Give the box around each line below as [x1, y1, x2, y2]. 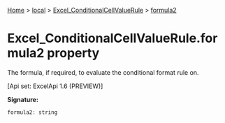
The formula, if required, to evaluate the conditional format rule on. [7, 68, 199, 76]
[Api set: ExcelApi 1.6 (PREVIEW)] [7, 82, 103, 90]
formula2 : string [7, 108, 58, 116]
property [47, 45, 100, 61]
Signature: [7, 95, 38, 103]
